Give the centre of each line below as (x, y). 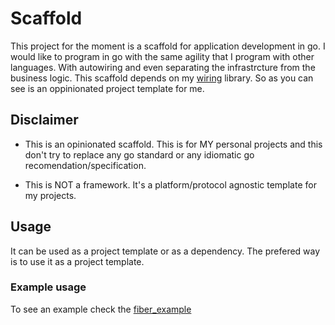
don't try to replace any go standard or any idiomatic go (139, 154)
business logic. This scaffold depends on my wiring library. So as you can (162, 78)
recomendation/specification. (85, 165)
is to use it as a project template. (77, 261)
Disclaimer (44, 120)
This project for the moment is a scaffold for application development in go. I (168, 46)
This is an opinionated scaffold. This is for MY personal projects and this (173, 144)
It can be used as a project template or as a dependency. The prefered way (165, 251)
